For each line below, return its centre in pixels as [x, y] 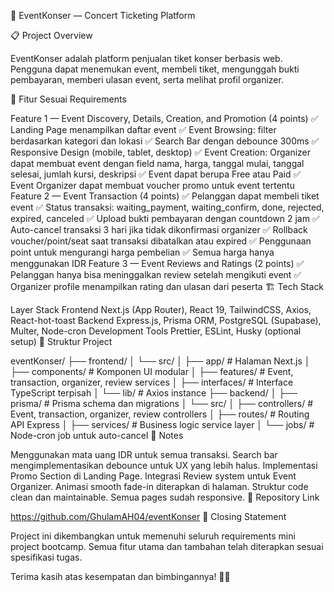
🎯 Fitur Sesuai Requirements [68, 99]
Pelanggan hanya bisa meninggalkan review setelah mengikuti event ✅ [156, 274]
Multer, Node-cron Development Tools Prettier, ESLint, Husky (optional [156, 331]
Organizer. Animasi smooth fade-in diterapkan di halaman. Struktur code [159, 486]
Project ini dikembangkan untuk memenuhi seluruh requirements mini [153, 536]
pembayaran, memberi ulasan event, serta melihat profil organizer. [147, 79]
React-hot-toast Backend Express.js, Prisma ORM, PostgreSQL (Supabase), [166, 320]
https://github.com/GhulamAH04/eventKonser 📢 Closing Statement [148, 516]
